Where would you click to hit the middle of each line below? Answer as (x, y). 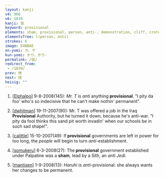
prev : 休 (13, 73)
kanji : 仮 (15, 23)
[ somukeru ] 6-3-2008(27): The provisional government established (80, 150)
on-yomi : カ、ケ (20, 50)
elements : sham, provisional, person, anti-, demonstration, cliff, (76, 32)
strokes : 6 (16, 41)
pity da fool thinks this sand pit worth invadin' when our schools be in (82, 121)
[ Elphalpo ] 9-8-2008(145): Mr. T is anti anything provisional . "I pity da (83, 96)
